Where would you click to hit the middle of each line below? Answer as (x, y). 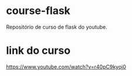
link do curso (38, 51)
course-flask (38, 11)
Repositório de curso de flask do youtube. (57, 27)
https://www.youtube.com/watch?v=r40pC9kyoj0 (66, 67)
